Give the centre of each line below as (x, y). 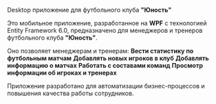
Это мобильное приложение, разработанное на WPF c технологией (107, 23)
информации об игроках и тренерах (62, 73)
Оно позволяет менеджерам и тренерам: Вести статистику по (100, 51)
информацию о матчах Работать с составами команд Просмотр (105, 65)
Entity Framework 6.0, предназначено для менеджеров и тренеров (105, 30)
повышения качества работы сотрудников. (71, 93)
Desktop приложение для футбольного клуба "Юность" (89, 10)
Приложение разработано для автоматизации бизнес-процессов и (106, 86)
